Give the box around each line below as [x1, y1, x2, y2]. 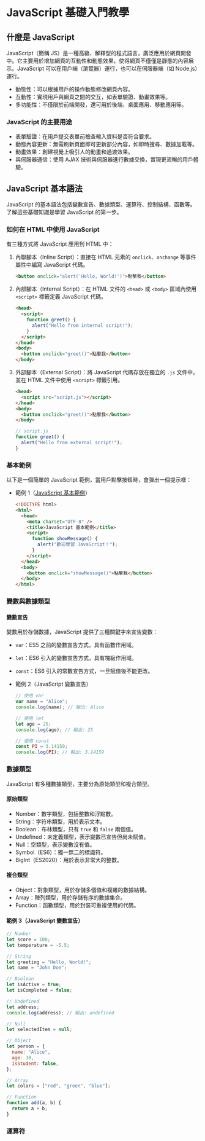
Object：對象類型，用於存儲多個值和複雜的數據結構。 [15, 886, 151, 893]
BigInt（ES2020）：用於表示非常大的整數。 [15, 856, 122, 863]
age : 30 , [12, 1054, 34, 1061]
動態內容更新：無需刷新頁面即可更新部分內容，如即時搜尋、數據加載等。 [15, 141, 198, 148]
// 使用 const [15, 738, 50, 744]
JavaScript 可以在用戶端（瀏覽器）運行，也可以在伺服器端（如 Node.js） [17, 65, 198, 72]
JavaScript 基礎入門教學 [6, 6, 130, 20]
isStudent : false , [12, 1061, 59, 1067]
